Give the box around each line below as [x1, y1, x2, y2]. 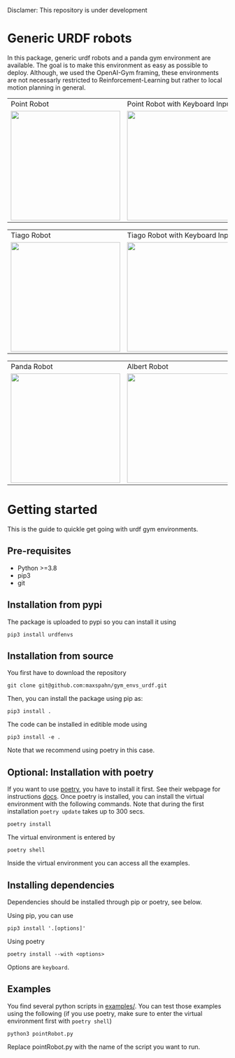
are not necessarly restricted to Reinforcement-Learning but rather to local [7, 76, 222, 84]
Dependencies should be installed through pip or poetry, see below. [7, 898, 203, 906]
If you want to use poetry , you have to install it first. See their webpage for [7, 785, 221, 793]
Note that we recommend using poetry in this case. [7, 746, 155, 755]
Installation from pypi [7, 599, 103, 611]
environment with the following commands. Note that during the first [7, 800, 204, 808]
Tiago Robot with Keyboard [127, 230, 217, 240]
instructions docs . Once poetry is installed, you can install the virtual [7, 793, 204, 801]
